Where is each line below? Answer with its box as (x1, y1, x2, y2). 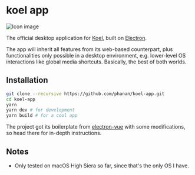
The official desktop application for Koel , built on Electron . (6, 34, 147, 41)
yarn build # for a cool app (6, 113, 78, 119)
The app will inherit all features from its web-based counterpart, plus (6, 45, 173, 53)
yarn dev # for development (6, 107, 75, 113)
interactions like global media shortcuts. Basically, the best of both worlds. (6, 58, 187, 65)
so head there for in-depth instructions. (6, 130, 102, 137)
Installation (6, 75, 48, 85)
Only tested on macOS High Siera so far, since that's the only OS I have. (14, 162, 190, 169)
